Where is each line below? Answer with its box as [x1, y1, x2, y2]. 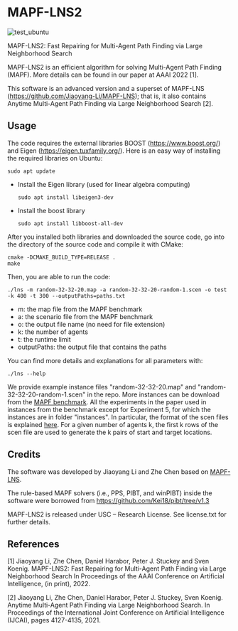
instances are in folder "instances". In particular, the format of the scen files [7, 413, 229, 421]
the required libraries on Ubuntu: [7, 153, 103, 162]
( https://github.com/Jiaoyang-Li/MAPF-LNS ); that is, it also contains [7, 92, 207, 100]
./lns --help [7, 370, 46, 377]
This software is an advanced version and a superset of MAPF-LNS [7, 84, 205, 92]
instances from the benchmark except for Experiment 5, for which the [7, 405, 211, 414]
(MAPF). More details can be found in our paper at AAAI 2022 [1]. [7, 70, 199, 79]
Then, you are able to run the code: [7, 272, 111, 281]
